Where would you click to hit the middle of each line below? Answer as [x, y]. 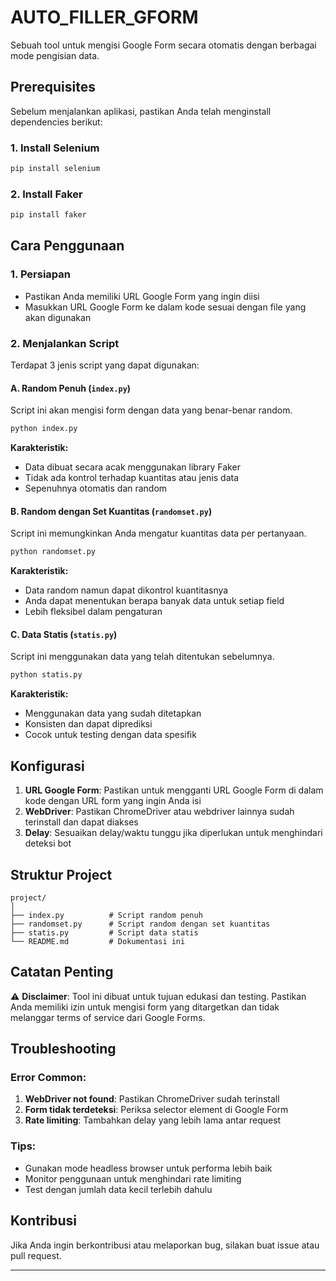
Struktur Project [61, 874]
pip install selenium [55, 169]
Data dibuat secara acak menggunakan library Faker [132, 467]
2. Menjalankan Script [65, 343]
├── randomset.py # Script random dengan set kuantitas [140, 924]
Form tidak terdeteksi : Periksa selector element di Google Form [156, 1110]
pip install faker [48, 215]
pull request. [36, 1255]
